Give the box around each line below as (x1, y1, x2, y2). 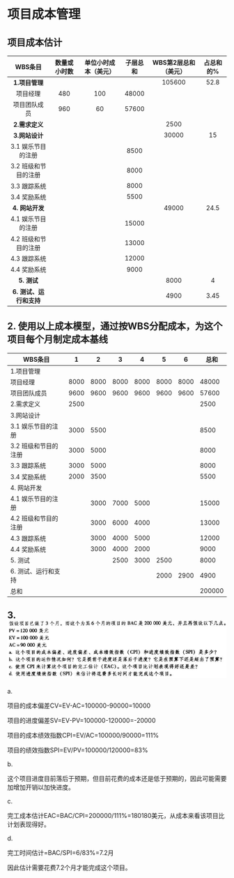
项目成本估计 (7, 36, 63, 48)
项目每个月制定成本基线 (7, 333, 108, 346)
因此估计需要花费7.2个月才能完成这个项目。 (7, 863, 132, 872)
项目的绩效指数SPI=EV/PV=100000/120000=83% (7, 746, 148, 754)
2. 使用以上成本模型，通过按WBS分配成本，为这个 (7, 321, 223, 332)
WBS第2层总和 (152, 58, 196, 66)
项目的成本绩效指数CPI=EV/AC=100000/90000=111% (7, 731, 159, 740)
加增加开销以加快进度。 (7, 783, 75, 791)
